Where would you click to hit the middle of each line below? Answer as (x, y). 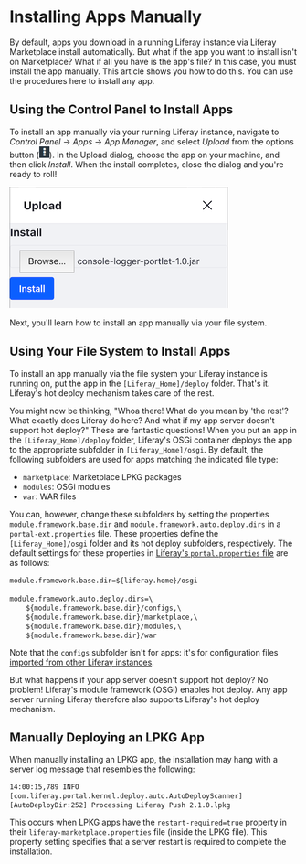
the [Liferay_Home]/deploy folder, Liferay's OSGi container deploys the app (151, 440)
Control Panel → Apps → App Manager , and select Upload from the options (152, 141)
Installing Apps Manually (106, 17)
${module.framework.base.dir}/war (91, 635)
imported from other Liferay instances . (82, 662)
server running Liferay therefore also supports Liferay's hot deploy (135, 699)
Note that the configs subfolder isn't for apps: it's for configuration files (144, 652)
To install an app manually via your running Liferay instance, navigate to (144, 132)
